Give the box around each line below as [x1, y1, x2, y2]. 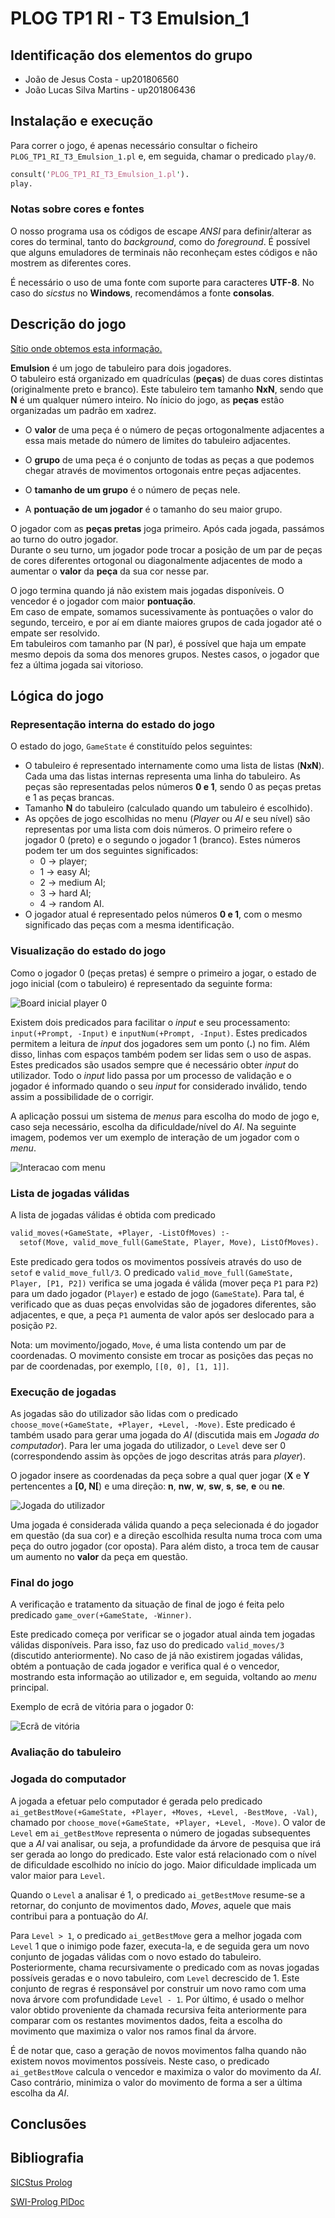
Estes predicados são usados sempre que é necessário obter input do [10, 1058, 299, 1071]
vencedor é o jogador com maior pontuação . [10, 595, 197, 607]
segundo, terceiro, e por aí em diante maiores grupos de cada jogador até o [10, 616, 322, 628]
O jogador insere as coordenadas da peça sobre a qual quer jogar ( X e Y [10, 1470, 310, 1481]
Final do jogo [10, 1575, 75, 1589]
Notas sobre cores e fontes [10, 202, 145, 216]
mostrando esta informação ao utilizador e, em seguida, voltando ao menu [10, 1671, 317, 1683]
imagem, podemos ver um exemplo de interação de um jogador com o [10, 1131, 300, 1143]
